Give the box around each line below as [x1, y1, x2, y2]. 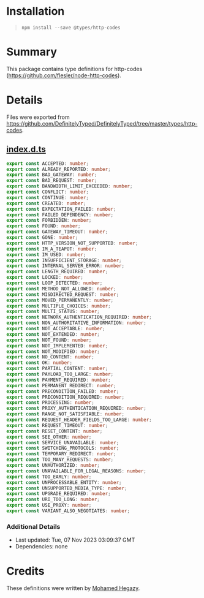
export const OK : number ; [6, 360, 72, 366]
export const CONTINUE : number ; [6, 194, 89, 200]
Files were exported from [6, 113, 70, 121]
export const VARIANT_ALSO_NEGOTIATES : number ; [6, 508, 130, 514]
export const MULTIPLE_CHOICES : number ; [6, 303, 111, 309]
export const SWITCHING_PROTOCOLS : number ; [6, 445, 119, 452]
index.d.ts [6, 144, 46, 154]
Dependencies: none [15, 543, 69, 550]
